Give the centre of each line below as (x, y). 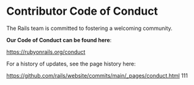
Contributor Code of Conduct (82, 11)
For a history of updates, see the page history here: (71, 64)
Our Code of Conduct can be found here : (59, 40)
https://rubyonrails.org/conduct (46, 52)
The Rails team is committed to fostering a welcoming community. (89, 28)
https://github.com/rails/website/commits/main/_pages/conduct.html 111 (97, 75)
